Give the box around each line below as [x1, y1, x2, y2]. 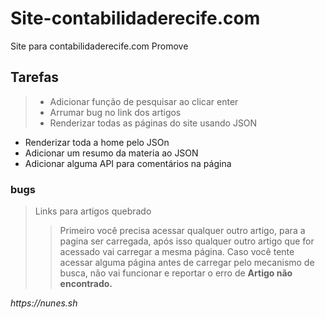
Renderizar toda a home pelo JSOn [24, 136, 170, 148]
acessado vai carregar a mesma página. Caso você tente [59, 246, 295, 258]
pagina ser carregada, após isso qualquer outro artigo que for [59, 235, 315, 247]
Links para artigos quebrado [34, 205, 152, 217]
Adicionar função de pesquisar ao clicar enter [49, 95, 239, 107]
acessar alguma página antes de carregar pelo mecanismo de [59, 257, 315, 269]
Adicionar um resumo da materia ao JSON [24, 147, 199, 159]
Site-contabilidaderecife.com [10, 7, 261, 30]
